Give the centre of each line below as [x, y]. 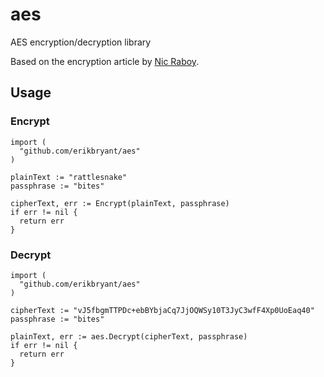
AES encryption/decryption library [81, 42]
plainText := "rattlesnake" [69, 177]
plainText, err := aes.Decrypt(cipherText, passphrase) [129, 336]
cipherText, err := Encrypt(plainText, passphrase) [120, 203]
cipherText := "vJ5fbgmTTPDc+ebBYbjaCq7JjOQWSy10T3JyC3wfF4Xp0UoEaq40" [162, 310]
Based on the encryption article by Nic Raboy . [105, 61]
